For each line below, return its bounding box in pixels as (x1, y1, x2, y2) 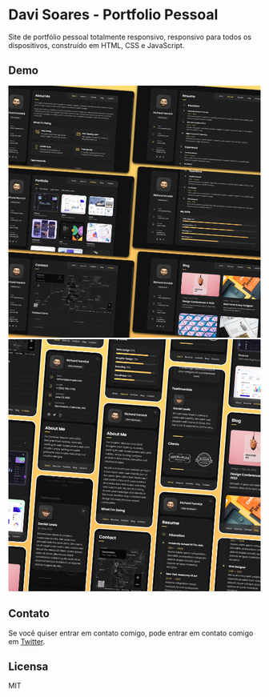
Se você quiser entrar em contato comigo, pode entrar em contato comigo (8, 628, 254, 638)
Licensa (8, 659, 49, 673)
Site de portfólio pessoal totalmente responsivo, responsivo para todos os (8, 32, 252, 42)
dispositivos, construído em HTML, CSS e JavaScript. (8, 40, 185, 50)
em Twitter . (8, 636, 46, 646)
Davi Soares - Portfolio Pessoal (8, 6, 219, 24)
